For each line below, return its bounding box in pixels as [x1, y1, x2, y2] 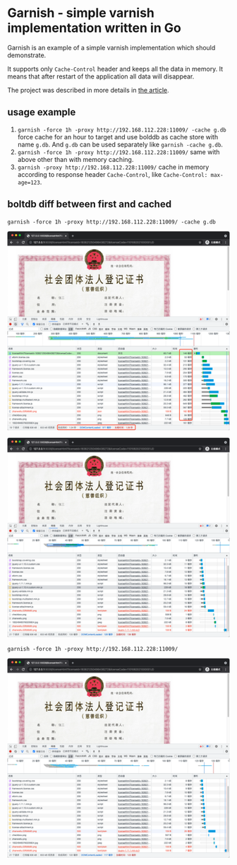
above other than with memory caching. [17, 155, 134, 163]
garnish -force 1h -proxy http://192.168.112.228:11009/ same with [17, 147, 220, 156]
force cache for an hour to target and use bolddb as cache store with [17, 132, 219, 141]
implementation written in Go [7, 20, 181, 36]
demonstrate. [7, 51, 47, 59]
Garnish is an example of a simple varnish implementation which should [7, 43, 216, 52]
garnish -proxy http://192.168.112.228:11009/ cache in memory [17, 163, 209, 171]
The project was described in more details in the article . [7, 86, 169, 94]
